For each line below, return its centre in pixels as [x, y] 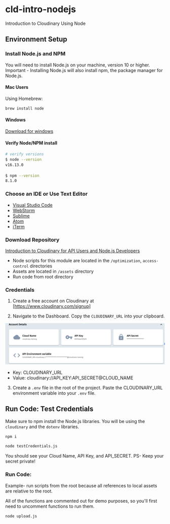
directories [41, 266]
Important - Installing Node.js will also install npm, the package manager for [84, 70]
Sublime [21, 216]
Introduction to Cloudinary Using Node [46, 23]
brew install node [25, 108]
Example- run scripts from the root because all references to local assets [81, 485]
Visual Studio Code [33, 205]
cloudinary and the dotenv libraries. [42, 427]
